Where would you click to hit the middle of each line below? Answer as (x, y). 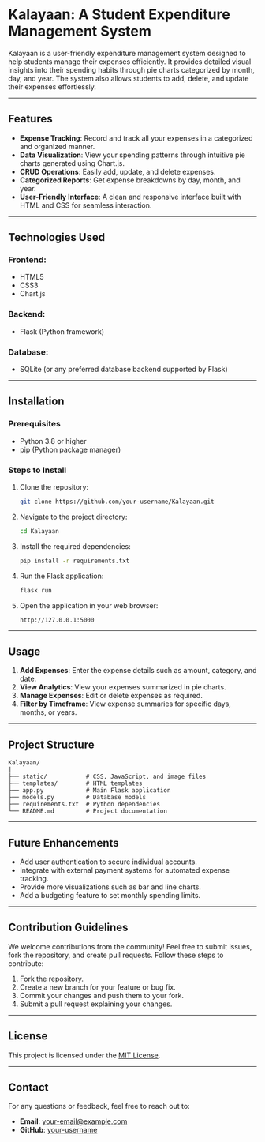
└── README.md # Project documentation (88, 811)
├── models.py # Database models (77, 798)
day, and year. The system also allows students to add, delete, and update (129, 78)
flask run (36, 590)
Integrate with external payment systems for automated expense (125, 870)
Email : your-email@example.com (73, 1121)
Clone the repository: (54, 487)
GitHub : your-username (58, 1130)
